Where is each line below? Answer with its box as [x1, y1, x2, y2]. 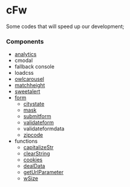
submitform [23, 113, 52, 120]
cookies [23, 156, 43, 164]
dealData [23, 162, 46, 169]
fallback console [14, 63, 54, 70]
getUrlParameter [23, 169, 64, 176]
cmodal [14, 57, 33, 64]
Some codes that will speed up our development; [6, 23, 125, 30]
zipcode [23, 131, 43, 138]
